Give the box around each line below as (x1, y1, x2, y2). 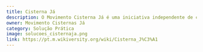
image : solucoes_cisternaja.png (6, 31, 88, 37)
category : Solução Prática (6, 25, 74, 32)
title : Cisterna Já (6, 8, 56, 15)
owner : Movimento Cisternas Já (6, 20, 85, 26)
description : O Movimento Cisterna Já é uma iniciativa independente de (6, 14, 193, 20)
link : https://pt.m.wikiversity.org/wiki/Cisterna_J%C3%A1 (6, 36, 158, 42)
